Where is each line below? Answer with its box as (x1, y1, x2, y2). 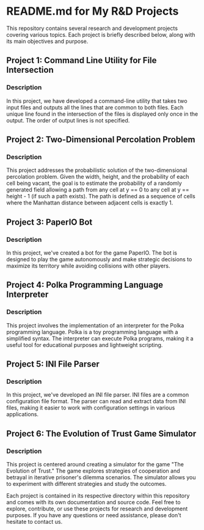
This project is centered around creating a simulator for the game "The (6, 461, 184, 468)
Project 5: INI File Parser (6, 359, 100, 370)
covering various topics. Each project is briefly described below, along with (6, 31, 195, 38)
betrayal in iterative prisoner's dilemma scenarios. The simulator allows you (6, 474, 196, 481)
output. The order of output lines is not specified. (6, 116, 130, 124)
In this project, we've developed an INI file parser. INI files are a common (6, 391, 189, 398)
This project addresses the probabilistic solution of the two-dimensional (6, 166, 188, 174)
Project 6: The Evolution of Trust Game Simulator (6, 428, 197, 439)
